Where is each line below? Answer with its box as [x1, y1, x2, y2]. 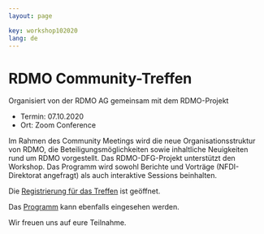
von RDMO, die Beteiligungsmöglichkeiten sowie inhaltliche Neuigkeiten [8, 145, 249, 154]
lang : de [8, 34, 38, 42]
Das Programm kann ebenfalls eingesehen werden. [8, 202, 180, 212]
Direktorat [8, 171, 42, 180]
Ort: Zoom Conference [19, 120, 96, 130]
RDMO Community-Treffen [8, 69, 193, 88]
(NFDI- [216, 162, 240, 171]
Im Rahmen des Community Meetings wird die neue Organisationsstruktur [8, 136, 256, 146]
